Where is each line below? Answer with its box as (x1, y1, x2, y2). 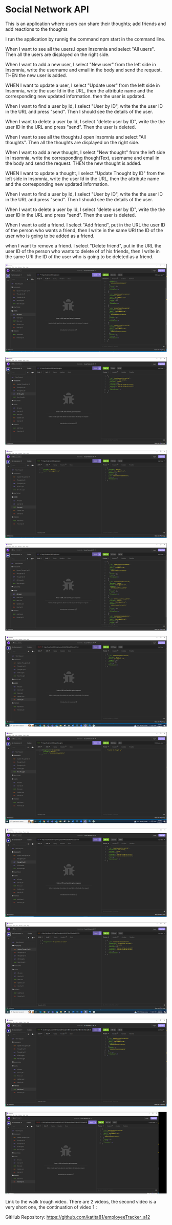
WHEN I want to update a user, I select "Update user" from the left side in (5, 82, 160, 88)
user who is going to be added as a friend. (5, 233, 95, 239)
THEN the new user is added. (5, 72, 68, 78)
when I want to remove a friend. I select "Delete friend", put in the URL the (5, 242, 162, 248)
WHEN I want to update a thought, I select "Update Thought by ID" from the (5, 170, 165, 176)
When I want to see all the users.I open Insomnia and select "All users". (5, 46, 155, 52)
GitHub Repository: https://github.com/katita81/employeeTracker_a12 (5, 1214, 150, 1220)
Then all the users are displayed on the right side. (5, 51, 110, 58)
